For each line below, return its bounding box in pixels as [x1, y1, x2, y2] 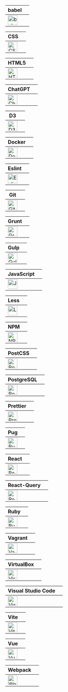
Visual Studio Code [8, 587, 56, 594]
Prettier [8, 402, 26, 409]
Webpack [8, 667, 31, 673]
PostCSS [8, 350, 29, 357]
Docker [8, 138, 26, 146]
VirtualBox [8, 561, 34, 568]
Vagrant [8, 534, 28, 541]
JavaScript [8, 271, 35, 277]
